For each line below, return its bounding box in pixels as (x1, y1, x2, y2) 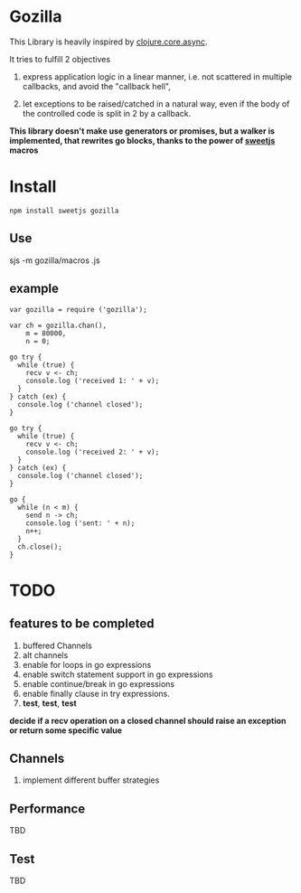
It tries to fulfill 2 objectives (9, 53, 111, 64)
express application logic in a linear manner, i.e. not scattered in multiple (22, 70, 292, 82)
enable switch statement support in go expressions (22, 669, 213, 680)
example (9, 281, 60, 296)
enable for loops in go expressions (22, 659, 152, 670)
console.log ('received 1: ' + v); (25, 376, 160, 385)
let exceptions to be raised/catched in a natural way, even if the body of (22, 98, 290, 109)
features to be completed (9, 616, 155, 632)
